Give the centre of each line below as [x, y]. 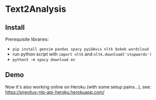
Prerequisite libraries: [27, 39]
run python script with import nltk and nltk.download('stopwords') [82, 54]
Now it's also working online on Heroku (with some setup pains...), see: [78, 87]
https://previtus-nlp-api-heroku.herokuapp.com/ [55, 92]
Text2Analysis [36, 9]
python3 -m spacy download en [44, 60]
